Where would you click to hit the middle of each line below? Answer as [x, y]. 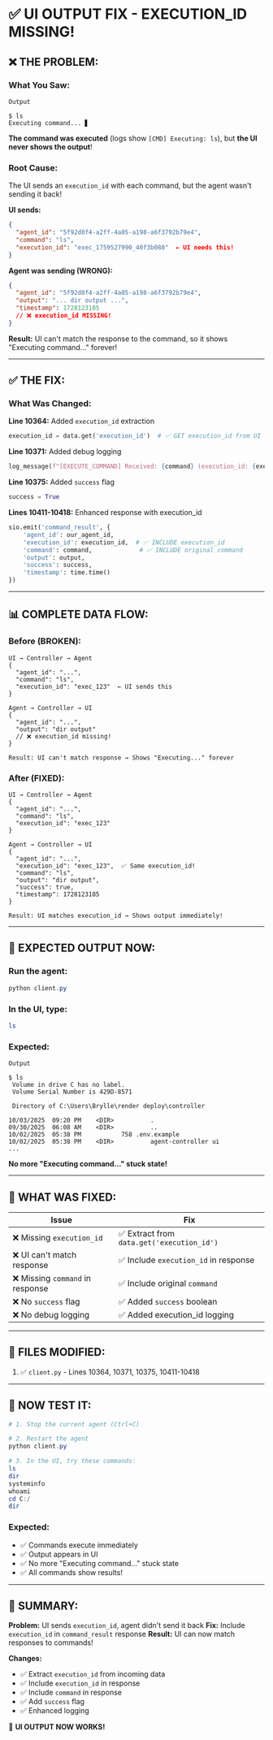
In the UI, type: [38, 1009]
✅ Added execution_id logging [176, 1314]
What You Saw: [39, 84]
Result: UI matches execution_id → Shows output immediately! [116, 916]
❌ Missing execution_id [58, 1237]
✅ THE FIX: [37, 381]
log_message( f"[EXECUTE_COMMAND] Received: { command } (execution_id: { [132, 467]
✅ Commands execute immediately [79, 1545]
